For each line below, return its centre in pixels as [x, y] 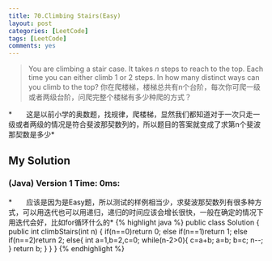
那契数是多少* [32, 135]
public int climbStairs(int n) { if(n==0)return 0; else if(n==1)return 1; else [128, 231]
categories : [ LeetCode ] [49, 31]
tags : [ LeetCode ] [38, 38]
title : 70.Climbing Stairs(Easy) [65, 16]
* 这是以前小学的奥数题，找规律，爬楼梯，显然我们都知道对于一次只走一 [134, 115]
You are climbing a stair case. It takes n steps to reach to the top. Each [146, 69]
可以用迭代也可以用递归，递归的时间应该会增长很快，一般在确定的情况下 [143, 212]
